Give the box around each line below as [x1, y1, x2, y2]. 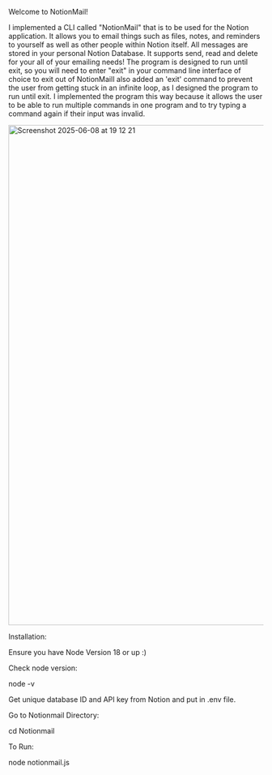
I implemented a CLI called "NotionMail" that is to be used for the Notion [8, 23, 249, 32]
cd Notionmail [8, 726, 55, 735]
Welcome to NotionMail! [8, 7, 89, 16]
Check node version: [8, 663, 79, 673]
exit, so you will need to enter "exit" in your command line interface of [8, 66, 241, 75]
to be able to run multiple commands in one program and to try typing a [8, 101, 247, 110]
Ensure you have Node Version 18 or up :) [8, 648, 147, 657]
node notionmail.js [8, 758, 70, 767]
